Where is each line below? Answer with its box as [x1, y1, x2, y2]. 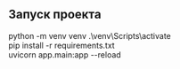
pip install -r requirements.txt [8, 40, 115, 50]
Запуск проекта [8, 7, 102, 22]
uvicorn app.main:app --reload [8, 49, 121, 60]
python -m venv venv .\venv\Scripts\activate [8, 30, 171, 41]
